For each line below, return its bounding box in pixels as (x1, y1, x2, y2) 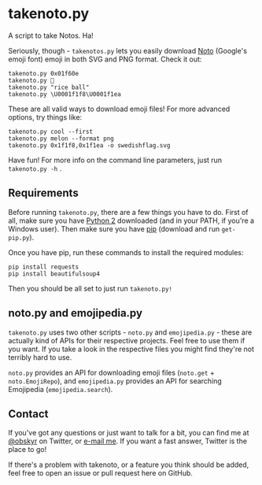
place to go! (8, 445, 47, 454)
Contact (8, 407, 49, 420)
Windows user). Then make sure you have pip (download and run (8, 224, 220, 233)
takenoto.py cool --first (8, 128, 93, 135)
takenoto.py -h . (8, 163, 62, 173)
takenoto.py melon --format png (8, 135, 114, 143)
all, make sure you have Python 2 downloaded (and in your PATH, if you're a (8, 216, 254, 225)
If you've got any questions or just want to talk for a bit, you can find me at (8, 428, 249, 438)
